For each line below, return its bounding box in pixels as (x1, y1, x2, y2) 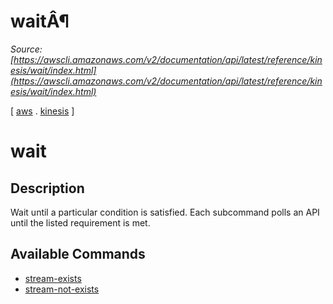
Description (10, 180, 85, 197)
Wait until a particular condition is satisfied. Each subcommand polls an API (10, 206, 320, 218)
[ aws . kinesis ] (10, 105, 75, 117)
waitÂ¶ (10, 10, 70, 33)
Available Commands (10, 246, 146, 263)
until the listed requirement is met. (10, 216, 151, 229)
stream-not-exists (24, 283, 100, 295)
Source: (10, 43, 43, 55)
